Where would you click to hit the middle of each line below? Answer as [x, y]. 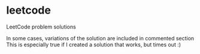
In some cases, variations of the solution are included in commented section [100, 38]
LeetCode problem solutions [41, 27]
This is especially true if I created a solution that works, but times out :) [94, 45]
